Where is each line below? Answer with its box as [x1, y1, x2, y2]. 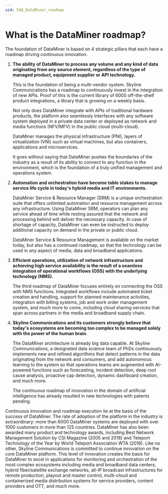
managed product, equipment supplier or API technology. [12, 72, 136, 78]
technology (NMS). [12, 273, 54, 279]
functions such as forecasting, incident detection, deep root [32, 367, 156, 373]
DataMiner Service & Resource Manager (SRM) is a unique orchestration [12, 195, 162, 201]
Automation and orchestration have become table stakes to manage [12, 180, 158, 186]
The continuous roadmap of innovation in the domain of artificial [12, 387, 146, 394]
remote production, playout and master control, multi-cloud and [5, 472, 137, 478]
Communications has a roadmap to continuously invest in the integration [12, 87, 163, 93]
